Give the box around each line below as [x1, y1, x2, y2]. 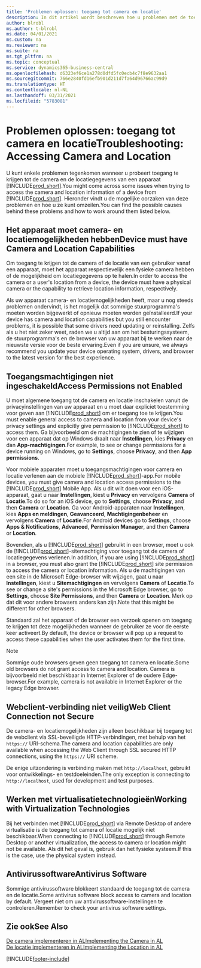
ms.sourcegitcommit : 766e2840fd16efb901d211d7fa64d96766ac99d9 [6, 76, 167, 82]
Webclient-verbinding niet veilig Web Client [6, 702, 171, 712]
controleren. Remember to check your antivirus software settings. [6, 904, 166, 911]
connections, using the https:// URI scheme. [6, 753, 118, 760]
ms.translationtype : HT [6, 82, 66, 88]
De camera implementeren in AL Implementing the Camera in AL [6, 937, 163, 945]
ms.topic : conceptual [6, 59, 60, 65]
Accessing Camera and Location [6, 149, 172, 163]
